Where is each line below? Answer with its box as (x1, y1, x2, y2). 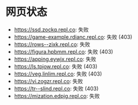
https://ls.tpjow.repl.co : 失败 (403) (14, 63, 98, 70)
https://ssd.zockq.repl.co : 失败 (14, 26, 89, 33)
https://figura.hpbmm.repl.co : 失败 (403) (14, 48, 114, 55)
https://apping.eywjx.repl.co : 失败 (14, 55, 97, 63)
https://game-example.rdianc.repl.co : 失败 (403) (14, 33, 133, 40)
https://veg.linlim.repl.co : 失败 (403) (14, 70, 102, 77)
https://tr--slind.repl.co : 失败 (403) (14, 85, 99, 92)
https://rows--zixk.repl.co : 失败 (14, 41, 91, 48)
